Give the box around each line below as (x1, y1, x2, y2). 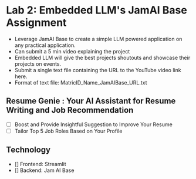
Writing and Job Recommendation (6, 105, 134, 115)
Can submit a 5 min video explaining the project (14, 48, 130, 55)
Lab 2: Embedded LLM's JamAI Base (6, 4, 188, 17)
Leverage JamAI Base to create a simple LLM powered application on (14, 35, 183, 42)
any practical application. (14, 42, 76, 49)
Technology (6, 145, 51, 155)
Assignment (6, 16, 67, 29)
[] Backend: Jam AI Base (14, 167, 75, 174)
